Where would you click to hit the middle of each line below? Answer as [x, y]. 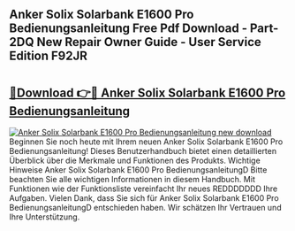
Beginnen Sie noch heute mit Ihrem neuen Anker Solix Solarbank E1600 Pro [146, 142]
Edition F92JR [49, 56]
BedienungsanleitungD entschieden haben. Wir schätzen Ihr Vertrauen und [145, 208]
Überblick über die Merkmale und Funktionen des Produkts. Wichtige [135, 160]
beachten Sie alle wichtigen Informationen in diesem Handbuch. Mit [132, 179]
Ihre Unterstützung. [45, 217]
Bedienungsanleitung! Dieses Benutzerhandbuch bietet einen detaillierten [143, 151]
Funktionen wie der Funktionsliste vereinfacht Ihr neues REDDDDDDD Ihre [144, 189]
